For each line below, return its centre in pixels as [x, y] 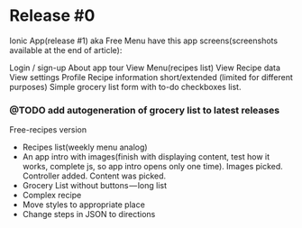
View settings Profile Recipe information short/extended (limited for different [151, 77]
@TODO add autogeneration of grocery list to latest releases [145, 110]
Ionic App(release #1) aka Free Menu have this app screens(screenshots [143, 41]
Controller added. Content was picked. [94, 176]
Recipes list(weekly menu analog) [85, 147]
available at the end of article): [66, 50]
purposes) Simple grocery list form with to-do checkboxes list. [125, 87]
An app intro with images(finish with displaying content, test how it [146, 157]
